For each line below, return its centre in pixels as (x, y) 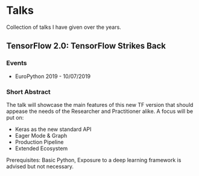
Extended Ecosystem (41, 148)
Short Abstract (29, 92)
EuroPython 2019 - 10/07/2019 (53, 76)
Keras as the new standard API (53, 129)
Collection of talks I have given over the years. (64, 27)
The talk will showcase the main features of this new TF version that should (100, 105)
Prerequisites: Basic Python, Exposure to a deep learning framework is (94, 160)
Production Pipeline (39, 142)
